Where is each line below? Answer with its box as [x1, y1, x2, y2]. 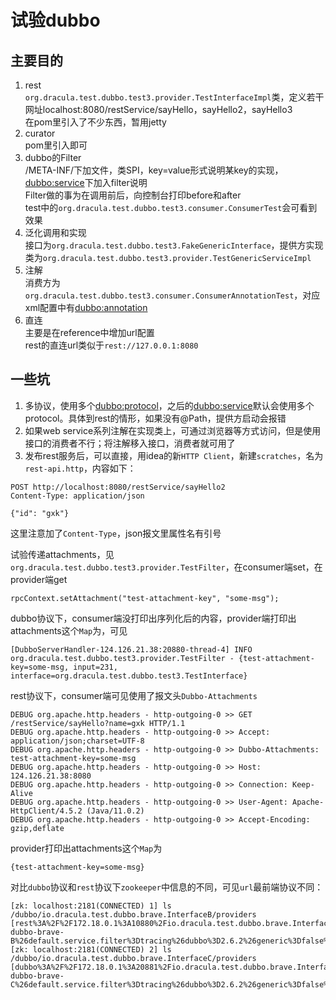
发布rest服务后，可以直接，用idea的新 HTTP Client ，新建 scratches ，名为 [24, 449, 324, 461]
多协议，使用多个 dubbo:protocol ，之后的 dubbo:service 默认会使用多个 [24, 399, 315, 411]
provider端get [10, 573, 68, 585]
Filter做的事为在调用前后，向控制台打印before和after [24, 189, 242, 201]
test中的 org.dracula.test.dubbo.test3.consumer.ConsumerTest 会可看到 [24, 202, 318, 213]
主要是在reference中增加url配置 [24, 327, 155, 338]
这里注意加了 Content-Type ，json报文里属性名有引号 [10, 527, 222, 539]
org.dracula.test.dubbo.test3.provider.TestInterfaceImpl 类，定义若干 [24, 91, 325, 103]
